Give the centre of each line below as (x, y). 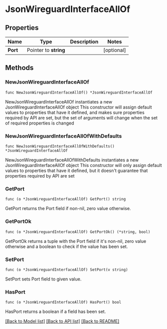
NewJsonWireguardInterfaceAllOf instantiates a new (59, 101)
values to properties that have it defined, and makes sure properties (75, 112)
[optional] (114, 50)
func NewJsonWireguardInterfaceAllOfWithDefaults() (60, 146)
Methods (19, 68)
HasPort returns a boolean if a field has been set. (56, 311)
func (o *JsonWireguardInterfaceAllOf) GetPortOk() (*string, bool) (78, 232)
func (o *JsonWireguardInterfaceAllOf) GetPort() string (66, 199)
